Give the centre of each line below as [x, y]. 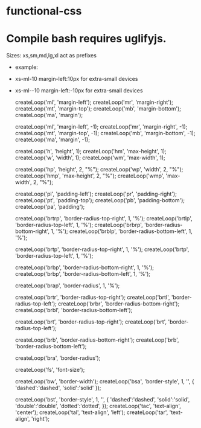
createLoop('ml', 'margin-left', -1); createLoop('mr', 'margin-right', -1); [101, 127]
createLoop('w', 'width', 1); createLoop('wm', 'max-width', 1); [90, 158]
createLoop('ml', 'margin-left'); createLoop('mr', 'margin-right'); [94, 102]
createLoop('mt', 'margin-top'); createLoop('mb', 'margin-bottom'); [98, 109]
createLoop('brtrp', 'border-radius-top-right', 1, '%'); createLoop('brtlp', [104, 219]
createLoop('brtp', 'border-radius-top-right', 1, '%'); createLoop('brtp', [102, 249]
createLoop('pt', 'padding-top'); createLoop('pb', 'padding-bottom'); [100, 200]
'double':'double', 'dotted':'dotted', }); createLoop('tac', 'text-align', [98, 406]
